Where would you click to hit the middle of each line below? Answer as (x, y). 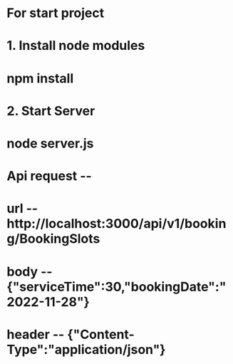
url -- (22, 209)
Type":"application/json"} (86, 349)
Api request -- (49, 176)
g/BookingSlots (53, 239)
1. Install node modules (76, 46)
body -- (30, 271)
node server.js (50, 143)
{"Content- (100, 334)
